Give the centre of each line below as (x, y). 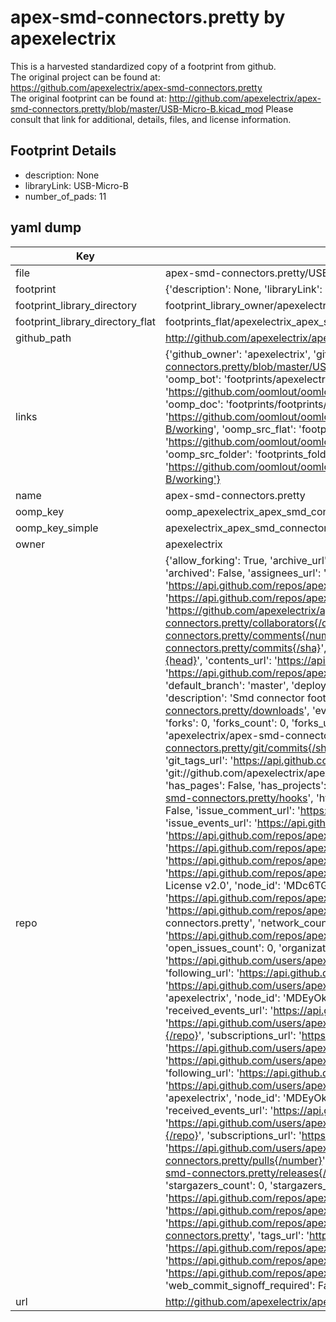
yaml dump (46, 227)
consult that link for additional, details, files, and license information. (151, 119)
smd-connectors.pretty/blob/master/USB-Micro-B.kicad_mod (137, 108)
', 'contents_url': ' (237, 660)
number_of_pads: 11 (65, 196)
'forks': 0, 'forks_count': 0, (227, 723)
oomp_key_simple (57, 528)
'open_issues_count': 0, (220, 948)
